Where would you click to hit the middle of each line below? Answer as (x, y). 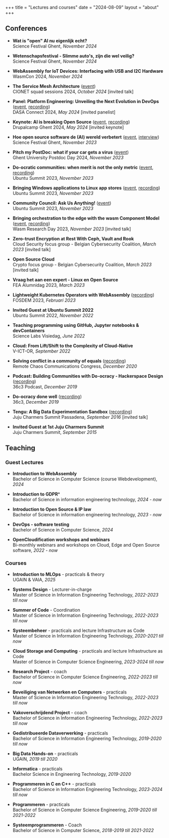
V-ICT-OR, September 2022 (41, 351)
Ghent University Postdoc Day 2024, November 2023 (68, 157)
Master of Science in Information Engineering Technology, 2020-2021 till (88, 635)
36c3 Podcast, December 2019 (45, 386)
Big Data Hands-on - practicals (45, 753)
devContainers (29, 330)
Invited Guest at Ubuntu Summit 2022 (53, 310)
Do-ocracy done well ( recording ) (47, 397)
